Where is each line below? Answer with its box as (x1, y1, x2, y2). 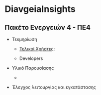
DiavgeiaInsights (4, 3, 76, 15)
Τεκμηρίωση (11, 36, 38, 42)
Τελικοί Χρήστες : (19, 46, 55, 51)
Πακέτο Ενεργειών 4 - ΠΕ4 (4, 23, 91, 32)
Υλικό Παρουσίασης (11, 65, 54, 71)
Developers (19, 55, 43, 61)
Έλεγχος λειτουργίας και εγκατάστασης (11, 84, 97, 90)
